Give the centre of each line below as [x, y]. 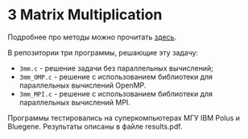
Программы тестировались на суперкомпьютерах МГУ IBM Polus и [124, 117]
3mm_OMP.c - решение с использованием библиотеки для [116, 76]
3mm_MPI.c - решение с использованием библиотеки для [116, 93]
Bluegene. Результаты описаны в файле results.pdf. [95, 126]
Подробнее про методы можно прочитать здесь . [92, 37]
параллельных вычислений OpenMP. [83, 85]
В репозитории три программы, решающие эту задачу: [103, 52]
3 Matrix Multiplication [85, 15]
